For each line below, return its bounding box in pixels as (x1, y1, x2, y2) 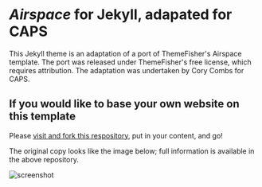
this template (9, 110, 76, 123)
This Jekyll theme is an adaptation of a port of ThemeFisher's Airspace (9, 49, 242, 58)
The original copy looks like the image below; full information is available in (9, 146, 255, 156)
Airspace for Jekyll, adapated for (9, 6, 233, 24)
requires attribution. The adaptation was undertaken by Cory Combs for (9, 65, 244, 75)
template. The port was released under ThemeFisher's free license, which (9, 57, 252, 67)
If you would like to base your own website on (9, 97, 240, 111)
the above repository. (9, 154, 79, 164)
